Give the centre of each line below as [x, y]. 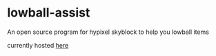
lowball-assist [49, 13]
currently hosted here [38, 45]
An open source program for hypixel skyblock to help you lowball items [108, 32]
